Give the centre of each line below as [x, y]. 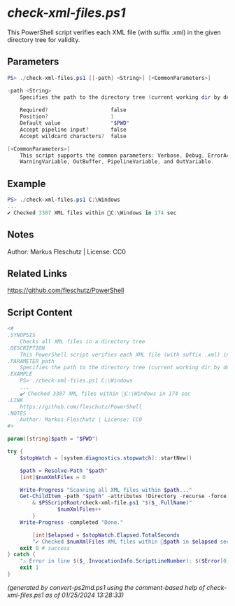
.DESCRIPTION [26, 348]
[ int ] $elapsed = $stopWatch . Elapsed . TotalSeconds [106, 535]
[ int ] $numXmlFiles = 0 [53, 477]
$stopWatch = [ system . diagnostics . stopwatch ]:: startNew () [106, 458]
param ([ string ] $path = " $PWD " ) [53, 439]
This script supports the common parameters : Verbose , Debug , [112, 156]
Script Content [40, 312]
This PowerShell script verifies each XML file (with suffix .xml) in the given [114, 32]
